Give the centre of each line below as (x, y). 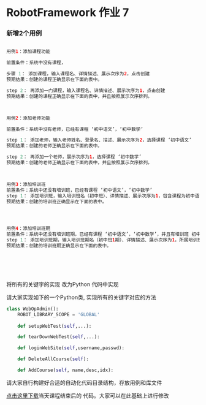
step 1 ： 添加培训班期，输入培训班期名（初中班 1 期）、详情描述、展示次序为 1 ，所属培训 (102, 240)
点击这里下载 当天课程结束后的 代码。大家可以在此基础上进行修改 (88, 395)
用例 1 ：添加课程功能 (29, 52)
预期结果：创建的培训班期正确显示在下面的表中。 (59, 246)
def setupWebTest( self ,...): (55, 326)
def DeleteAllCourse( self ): (53, 359)
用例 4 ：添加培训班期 (29, 229)
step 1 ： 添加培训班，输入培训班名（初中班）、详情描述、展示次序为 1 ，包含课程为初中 (101, 196)
